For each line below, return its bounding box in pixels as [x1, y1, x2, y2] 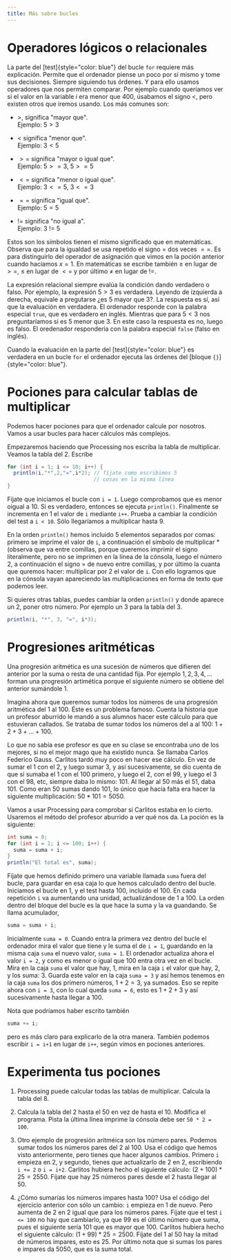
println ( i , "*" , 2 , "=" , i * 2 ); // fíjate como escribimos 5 [13, 470, 177, 477]
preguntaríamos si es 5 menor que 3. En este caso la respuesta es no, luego [7, 317, 223, 325]
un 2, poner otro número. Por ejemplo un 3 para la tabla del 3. [7, 603, 183, 611]
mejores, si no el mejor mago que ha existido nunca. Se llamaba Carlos [7, 748, 209, 756]
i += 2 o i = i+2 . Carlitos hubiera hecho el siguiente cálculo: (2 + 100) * [17, 1165, 223, 1174]
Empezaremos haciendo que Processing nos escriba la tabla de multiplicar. [7, 442, 221, 450]
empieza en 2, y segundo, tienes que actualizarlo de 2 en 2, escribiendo [17, 1158, 223, 1166]
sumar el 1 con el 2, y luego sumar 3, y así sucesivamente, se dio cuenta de [7, 763, 222, 771]
